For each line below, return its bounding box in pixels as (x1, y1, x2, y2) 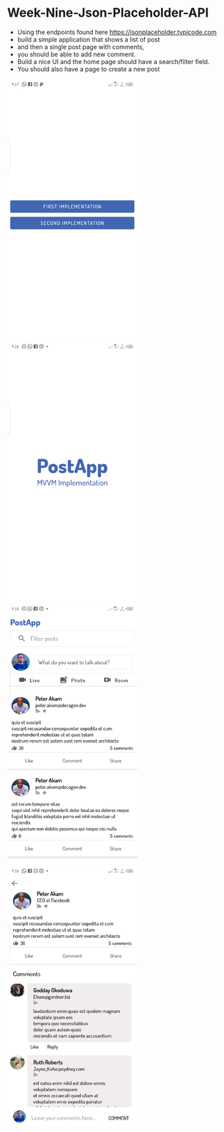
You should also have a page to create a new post (17, 65, 160, 73)
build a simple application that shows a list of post (17, 35, 160, 43)
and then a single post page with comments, (17, 42, 144, 51)
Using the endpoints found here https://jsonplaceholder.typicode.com (17, 28, 217, 36)
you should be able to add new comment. (17, 50, 137, 58)
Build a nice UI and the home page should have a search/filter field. (17, 57, 210, 65)
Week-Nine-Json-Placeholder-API (7, 5, 209, 21)
